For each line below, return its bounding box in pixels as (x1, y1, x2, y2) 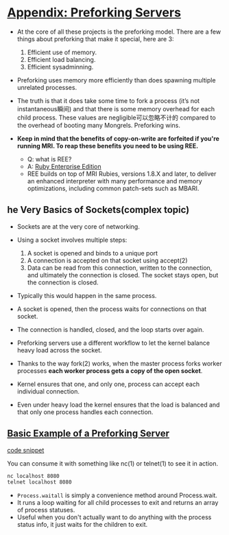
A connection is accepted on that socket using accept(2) (27, 256, 188, 264)
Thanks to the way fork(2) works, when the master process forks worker (16, 359, 222, 367)
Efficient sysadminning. (27, 62, 94, 71)
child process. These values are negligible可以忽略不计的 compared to (16, 113, 216, 122)
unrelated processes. (16, 83, 77, 91)
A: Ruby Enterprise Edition (27, 162, 101, 170)
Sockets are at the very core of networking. (16, 222, 141, 231)
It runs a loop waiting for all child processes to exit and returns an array (16, 499, 219, 507)
